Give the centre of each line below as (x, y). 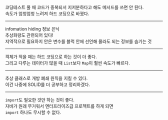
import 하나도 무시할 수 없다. (33, 112)
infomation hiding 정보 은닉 (32, 29)
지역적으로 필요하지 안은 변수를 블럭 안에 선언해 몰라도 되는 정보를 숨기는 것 (78, 41)
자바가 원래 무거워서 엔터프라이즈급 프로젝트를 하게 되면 (59, 106)
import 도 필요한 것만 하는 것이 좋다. (40, 100)
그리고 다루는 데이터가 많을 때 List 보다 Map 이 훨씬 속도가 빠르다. (67, 63)
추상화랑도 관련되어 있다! (29, 35)
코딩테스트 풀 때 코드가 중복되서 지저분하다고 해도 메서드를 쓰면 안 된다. (74, 7)
